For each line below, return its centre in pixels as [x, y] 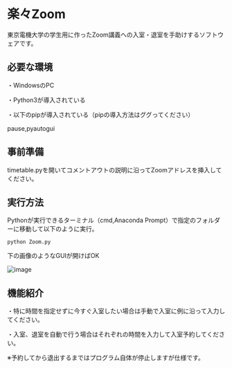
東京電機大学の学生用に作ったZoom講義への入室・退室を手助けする [103, 35]
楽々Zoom [36, 14]
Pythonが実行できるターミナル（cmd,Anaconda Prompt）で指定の [101, 220]
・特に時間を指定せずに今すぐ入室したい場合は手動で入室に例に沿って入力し [116, 311]
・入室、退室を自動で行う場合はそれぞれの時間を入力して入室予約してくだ [113, 334]
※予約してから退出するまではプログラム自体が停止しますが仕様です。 [106, 358]
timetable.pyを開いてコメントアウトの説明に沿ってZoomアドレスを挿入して [115, 169]
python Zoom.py [29, 242]
